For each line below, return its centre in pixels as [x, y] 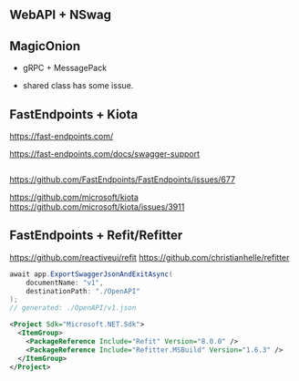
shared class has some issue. [78, 86]
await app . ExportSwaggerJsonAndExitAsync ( [91, 274]
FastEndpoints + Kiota [74, 114]
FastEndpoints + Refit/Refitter [96, 236]
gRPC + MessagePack [65, 68]
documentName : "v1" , [65, 283]
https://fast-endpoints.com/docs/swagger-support [105, 154]
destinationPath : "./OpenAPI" [83, 291]
